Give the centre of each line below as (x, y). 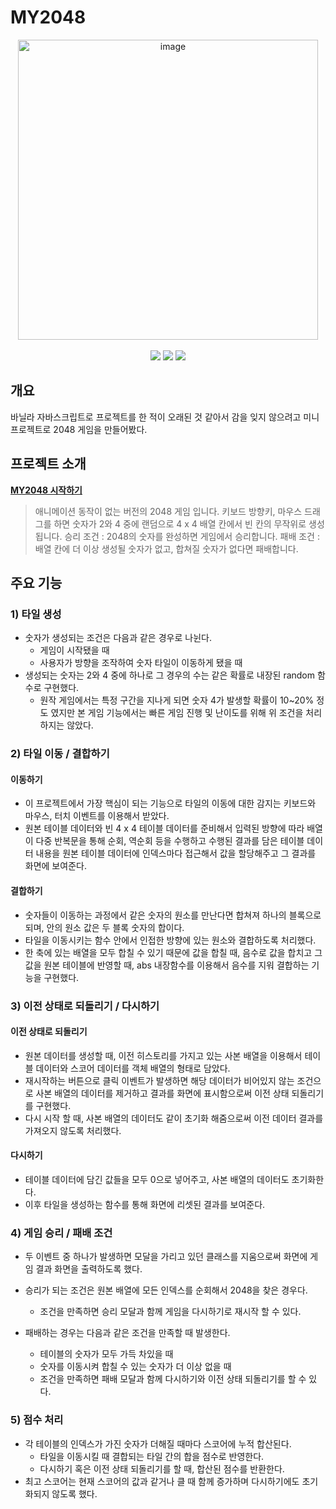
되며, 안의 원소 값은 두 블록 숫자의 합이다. (104, 927)
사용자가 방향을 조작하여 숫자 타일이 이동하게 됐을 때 (141, 663)
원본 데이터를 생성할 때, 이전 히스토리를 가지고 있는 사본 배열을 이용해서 (163, 1055)
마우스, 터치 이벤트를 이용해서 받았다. (97, 816)
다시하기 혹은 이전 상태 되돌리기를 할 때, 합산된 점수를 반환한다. (162, 1468)
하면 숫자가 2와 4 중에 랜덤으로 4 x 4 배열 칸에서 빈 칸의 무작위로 (180, 523)
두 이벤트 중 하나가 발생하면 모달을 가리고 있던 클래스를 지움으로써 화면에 (166, 1257)
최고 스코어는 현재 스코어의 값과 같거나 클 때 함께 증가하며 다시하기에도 (162, 1481)
